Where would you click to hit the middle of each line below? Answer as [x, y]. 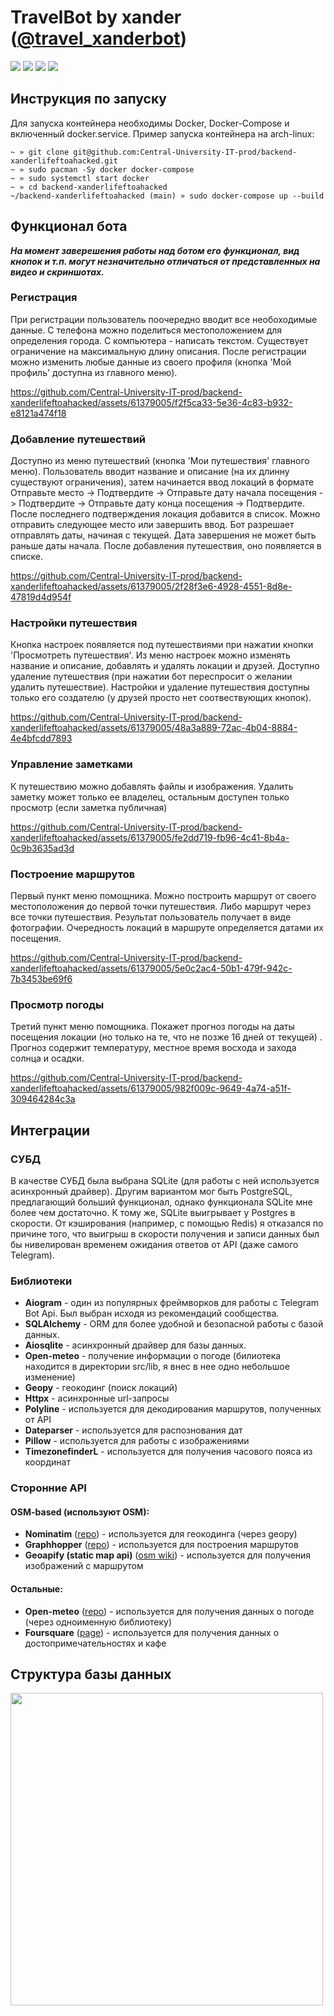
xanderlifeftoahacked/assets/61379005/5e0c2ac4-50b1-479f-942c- [151, 968]
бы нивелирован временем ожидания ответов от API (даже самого [154, 1245]
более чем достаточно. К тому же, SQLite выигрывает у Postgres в [153, 1213]
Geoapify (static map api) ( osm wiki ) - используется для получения [168, 1555]
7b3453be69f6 [41, 979]
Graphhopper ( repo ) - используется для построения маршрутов [161, 1545]
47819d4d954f [41, 597]
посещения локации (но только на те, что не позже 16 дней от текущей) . [166, 1037]
